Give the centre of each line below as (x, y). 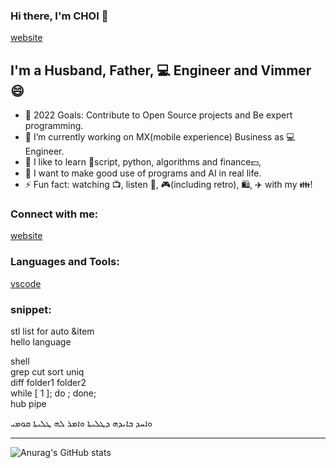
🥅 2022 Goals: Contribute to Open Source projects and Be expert (158, 115)
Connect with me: (54, 214)
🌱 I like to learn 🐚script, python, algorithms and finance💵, (143, 162)
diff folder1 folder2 (48, 382)
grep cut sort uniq (47, 372)
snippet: (31, 309)
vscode (26, 283)
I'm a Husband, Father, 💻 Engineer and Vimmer (161, 70)
